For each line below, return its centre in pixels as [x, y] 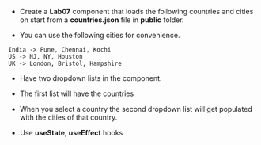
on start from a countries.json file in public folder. [102, 20]
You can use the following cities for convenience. [100, 35]
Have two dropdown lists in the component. [91, 78]
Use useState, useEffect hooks [71, 133]
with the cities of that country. [68, 117]
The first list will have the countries [77, 93]
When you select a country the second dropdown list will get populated [136, 109]
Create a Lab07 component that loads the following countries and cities [136, 11]
